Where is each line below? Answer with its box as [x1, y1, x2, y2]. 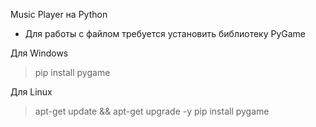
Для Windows [10, 47, 69, 59]
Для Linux [10, 86, 53, 98]
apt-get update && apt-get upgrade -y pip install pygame [34, 105, 270, 117]
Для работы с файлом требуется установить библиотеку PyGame [24, 28, 307, 39]
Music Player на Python [10, 9, 108, 20]
